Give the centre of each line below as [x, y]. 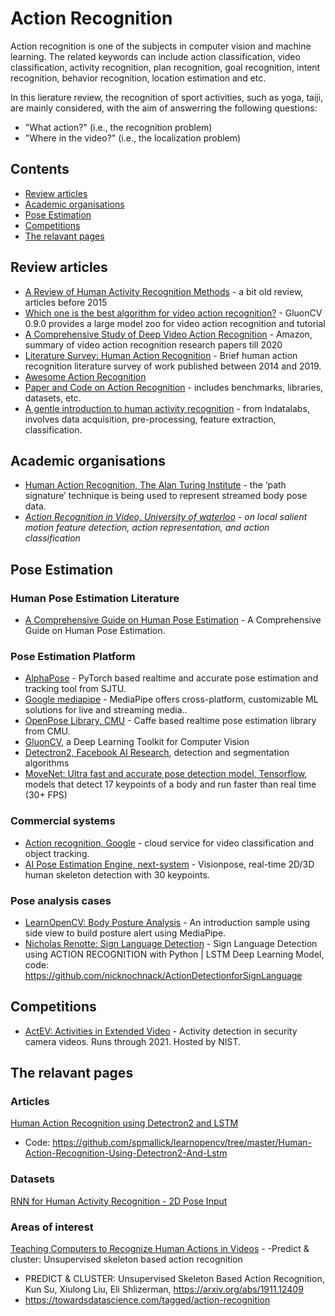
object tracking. [57, 853]
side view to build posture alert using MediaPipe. [125, 933]
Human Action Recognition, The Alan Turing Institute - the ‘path [155, 485]
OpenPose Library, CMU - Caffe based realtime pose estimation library [170, 721]
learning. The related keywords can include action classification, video [155, 56]
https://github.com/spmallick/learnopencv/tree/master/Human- [182, 1143]
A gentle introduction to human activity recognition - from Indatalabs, [167, 408]
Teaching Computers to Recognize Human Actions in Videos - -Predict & [160, 1249]
